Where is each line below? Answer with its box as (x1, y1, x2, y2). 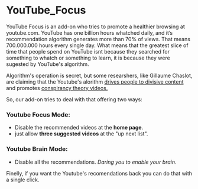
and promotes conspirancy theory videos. (6, 84, 108, 91)
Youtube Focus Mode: (6, 110, 71, 118)
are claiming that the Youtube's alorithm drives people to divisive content (6, 78, 184, 85)
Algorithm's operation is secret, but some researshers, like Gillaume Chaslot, (6, 72, 193, 79)
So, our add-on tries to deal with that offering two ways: (6, 95, 143, 103)
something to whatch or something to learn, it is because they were (6, 54, 170, 61)
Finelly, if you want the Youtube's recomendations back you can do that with (6, 170, 193, 177)
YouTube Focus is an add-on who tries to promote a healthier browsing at (6, 23, 185, 30)
